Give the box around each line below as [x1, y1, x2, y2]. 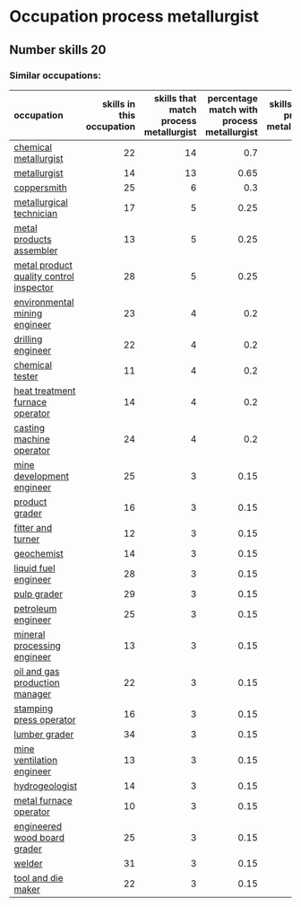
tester [13, 370, 39, 383]
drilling [13, 332, 43, 345]
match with [209, 103, 258, 116]
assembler [13, 244, 58, 257]
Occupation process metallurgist [9, 6, 260, 27]
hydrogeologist [13, 779, 78, 792]
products [13, 233, 52, 245]
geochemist [13, 547, 64, 559]
